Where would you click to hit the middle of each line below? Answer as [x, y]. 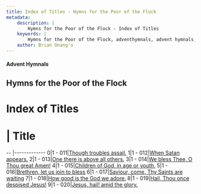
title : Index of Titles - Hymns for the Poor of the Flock [81, 12]
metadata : [19, 17]
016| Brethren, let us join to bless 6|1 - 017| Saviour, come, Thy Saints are [95, 172]
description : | [36, 23]
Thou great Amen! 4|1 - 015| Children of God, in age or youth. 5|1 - [87, 165]
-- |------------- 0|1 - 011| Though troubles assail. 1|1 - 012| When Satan [93, 153]
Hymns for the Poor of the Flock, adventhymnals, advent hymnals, [112, 40]
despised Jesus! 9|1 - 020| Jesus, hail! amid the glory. [72, 184]
